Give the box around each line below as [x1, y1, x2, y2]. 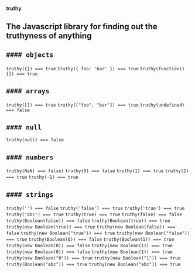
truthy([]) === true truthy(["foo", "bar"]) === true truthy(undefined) [6, 102, 185, 108]
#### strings [6, 190, 54, 199]
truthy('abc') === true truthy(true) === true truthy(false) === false [6, 211, 183, 218]
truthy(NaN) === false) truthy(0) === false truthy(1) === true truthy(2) [6, 168, 189, 174]
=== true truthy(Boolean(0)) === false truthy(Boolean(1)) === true [6, 237, 175, 243]
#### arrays [6, 87, 50, 95]
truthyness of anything [6, 30, 92, 40]
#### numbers [6, 153, 54, 161]
